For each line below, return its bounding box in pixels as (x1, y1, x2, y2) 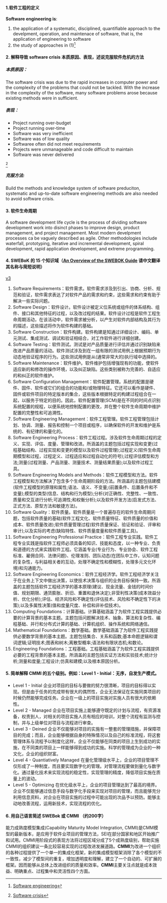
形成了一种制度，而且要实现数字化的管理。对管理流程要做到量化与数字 (17, 763, 161, 769)
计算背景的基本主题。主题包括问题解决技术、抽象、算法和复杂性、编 (21, 614, 161, 621)
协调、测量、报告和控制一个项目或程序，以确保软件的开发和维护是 (21, 422, 157, 428)
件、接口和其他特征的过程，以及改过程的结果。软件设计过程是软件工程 (12, 310, 157, 316)
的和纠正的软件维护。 (12, 372, 56, 378)
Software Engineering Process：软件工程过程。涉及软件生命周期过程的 (12, 434, 158, 440)
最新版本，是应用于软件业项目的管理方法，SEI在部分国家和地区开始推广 (14, 831, 160, 837)
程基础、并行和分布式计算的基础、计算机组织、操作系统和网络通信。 (12, 621, 152, 627)
